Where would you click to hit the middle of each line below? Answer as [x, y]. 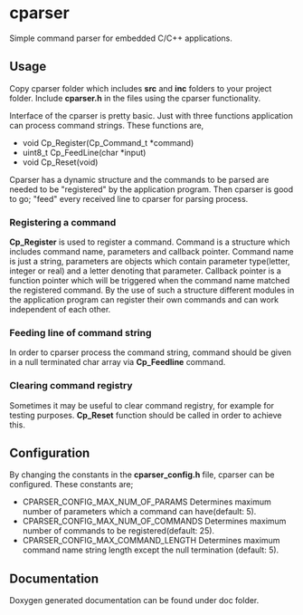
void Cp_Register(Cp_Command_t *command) [108, 142]
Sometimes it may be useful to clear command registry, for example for [142, 405]
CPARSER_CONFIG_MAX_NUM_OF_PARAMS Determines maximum [147, 502]
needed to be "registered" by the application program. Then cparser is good [151, 189]
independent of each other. [60, 310]
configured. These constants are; [71, 485]
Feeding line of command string [80, 332]
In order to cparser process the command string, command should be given [151, 352]
